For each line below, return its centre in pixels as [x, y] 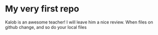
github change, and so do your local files [46, 27]
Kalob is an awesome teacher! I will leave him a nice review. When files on [79, 22]
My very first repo [42, 9]
